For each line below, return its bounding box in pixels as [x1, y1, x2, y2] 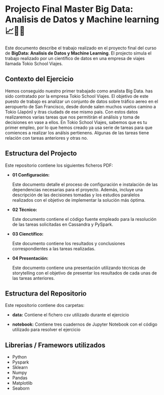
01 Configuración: [12, 172, 50, 178]
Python [12, 354, 27, 360]
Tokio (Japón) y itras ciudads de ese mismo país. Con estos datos [5, 109, 138, 115]
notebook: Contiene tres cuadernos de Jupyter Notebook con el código [12, 321, 158, 328]
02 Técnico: [12, 207, 38, 213]
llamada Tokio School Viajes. [5, 61, 63, 66]
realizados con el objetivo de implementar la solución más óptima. [12, 197, 146, 203]
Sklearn [12, 365, 28, 370]
